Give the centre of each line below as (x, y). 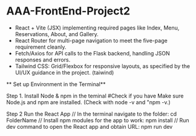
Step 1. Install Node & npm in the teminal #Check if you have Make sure (95, 96)
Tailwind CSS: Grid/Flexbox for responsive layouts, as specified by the (103, 66)
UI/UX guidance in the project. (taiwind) (64, 72)
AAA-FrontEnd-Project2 (68, 11)
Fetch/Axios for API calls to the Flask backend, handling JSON (93, 53)
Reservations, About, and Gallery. (57, 34)
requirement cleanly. (41, 47)
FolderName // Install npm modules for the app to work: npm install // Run (98, 120)
